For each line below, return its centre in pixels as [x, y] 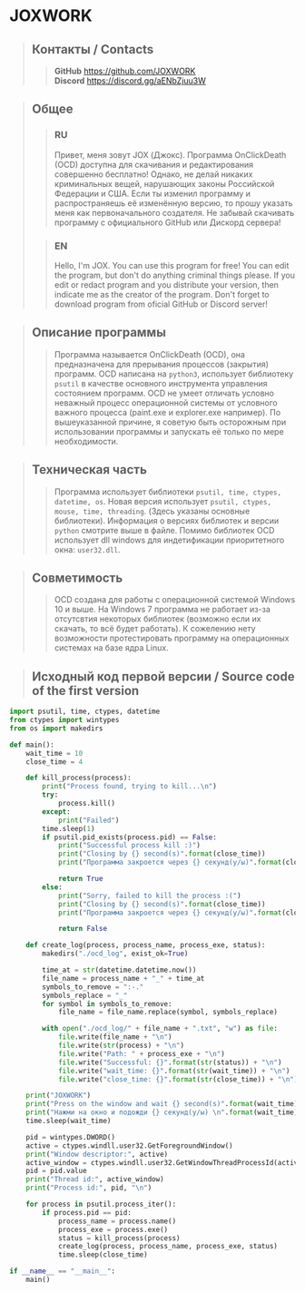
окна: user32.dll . [87, 549]
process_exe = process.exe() [113, 1229]
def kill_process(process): [79, 778]
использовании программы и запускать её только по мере [169, 431]
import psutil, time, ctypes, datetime [85, 712]
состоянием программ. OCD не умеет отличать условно [164, 393]
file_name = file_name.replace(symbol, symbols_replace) [168, 1013]
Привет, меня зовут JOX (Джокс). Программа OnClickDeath [170, 154]
